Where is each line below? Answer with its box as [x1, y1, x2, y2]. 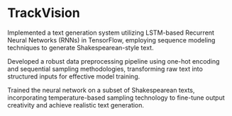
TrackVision [7, 5, 80, 21]
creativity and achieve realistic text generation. [7, 100, 144, 109]
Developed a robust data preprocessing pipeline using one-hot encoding [7, 57, 220, 65]
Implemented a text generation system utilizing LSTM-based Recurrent [7, 28, 215, 37]
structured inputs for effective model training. [7, 72, 140, 81]
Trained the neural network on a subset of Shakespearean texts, [7, 86, 195, 94]
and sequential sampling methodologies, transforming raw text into [7, 64, 204, 73]
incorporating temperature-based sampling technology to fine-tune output [7, 93, 225, 102]
